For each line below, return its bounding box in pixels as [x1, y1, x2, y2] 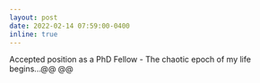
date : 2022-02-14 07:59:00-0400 [9, 21, 130, 30]
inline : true [9, 29, 58, 38]
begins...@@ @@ [9, 63, 74, 74]
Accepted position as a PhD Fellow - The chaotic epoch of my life [9, 54, 251, 65]
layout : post [9, 12, 58, 22]
